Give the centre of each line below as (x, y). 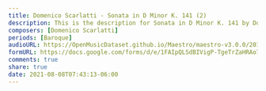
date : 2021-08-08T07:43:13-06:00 (63, 74)
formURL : (23, 52)
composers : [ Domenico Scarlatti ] (63, 30)
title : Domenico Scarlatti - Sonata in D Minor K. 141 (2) (108, 15)
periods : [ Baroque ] (40, 38)
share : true (28, 67)
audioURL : (25, 45)
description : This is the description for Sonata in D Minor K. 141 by (129, 23)
